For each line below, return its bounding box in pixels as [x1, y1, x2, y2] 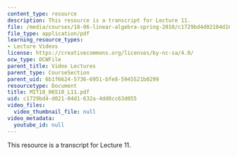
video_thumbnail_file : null [13, 108, 97, 115]
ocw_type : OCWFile [7, 56, 61, 63]
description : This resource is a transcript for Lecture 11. [7, 17, 191, 24]
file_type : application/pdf [7, 30, 90, 37]
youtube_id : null [13, 121, 65, 129]
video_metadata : [7, 115, 55, 122]
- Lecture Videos [7, 43, 59, 50]
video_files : [7, 102, 46, 109]
